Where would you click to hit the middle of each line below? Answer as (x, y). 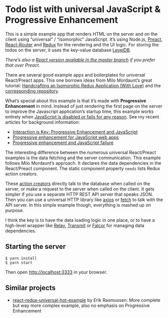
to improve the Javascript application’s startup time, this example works (79, 111)
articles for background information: (43, 122)
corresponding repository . (32, 91)
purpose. (15, 210)
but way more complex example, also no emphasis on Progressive (81, 305)
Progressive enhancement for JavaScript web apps (66, 137)
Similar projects (30, 288)
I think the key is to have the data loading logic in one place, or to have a (80, 220)
